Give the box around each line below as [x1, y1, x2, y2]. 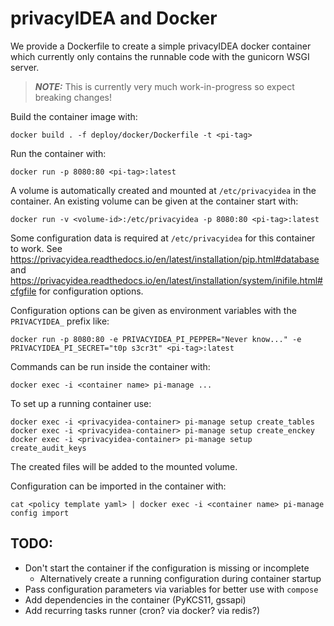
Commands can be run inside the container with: [10, 360, 211, 372]
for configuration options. [38, 285, 144, 297]
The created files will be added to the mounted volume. [10, 460, 238, 472]
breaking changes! [34, 91, 113, 103]
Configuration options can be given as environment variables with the [10, 304, 297, 316]
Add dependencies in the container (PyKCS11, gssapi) [24, 593, 247, 606]
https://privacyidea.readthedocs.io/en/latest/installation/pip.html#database [10, 253, 320, 265]
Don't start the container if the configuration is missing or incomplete [24, 562, 310, 574]
